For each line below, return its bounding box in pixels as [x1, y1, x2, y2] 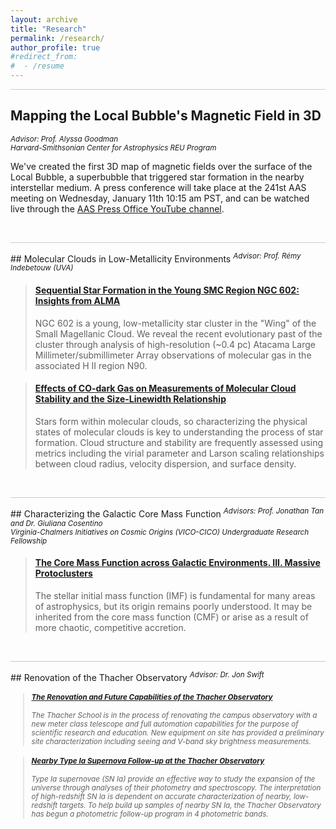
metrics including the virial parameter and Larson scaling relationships [34, 447, 325, 459]
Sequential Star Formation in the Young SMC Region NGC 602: [34, 284, 300, 296]
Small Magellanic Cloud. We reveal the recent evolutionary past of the [34, 327, 323, 340]
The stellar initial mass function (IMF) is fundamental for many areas [34, 589, 316, 601]
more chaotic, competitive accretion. [34, 621, 187, 633]
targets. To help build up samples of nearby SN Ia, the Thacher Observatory [59, 801, 322, 811]
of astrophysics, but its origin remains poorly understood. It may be [34, 600, 313, 612]
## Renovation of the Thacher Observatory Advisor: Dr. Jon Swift [10, 669, 265, 683]
